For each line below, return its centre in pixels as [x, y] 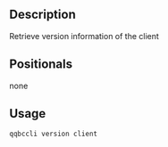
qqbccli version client [54, 134]
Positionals [41, 65]
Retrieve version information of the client [84, 36]
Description [42, 15]
